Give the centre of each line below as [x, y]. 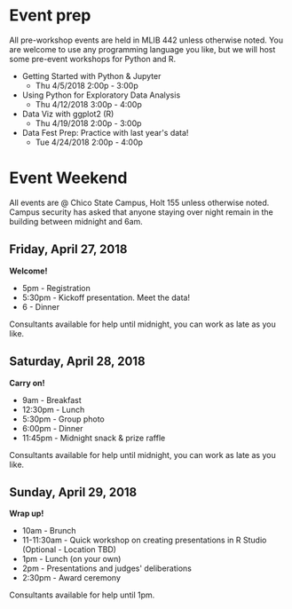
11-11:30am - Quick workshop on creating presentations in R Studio [144, 540]
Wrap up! [27, 514]
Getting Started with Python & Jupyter [91, 75]
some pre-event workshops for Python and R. [93, 59]
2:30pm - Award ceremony [71, 578]
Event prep [50, 16]
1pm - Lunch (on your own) [71, 559]
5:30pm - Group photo [63, 419]
